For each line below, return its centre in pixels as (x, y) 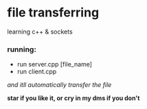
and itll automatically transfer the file (59, 85)
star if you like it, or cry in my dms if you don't (73, 98)
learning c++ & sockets (40, 32)
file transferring (53, 13)
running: (22, 49)
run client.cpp (37, 72)
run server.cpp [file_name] (55, 64)
